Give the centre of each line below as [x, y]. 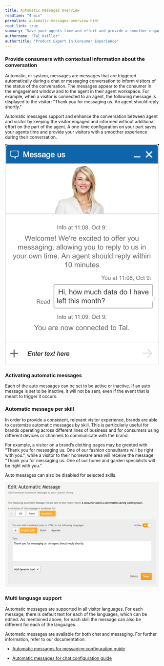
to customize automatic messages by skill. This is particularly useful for [77, 425]
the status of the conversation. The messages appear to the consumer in [78, 86]
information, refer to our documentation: [46, 639]
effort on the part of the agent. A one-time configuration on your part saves [81, 127]
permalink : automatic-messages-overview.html [52, 21]
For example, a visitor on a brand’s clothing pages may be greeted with [76, 444]
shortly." [13, 107]
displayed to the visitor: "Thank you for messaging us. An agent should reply [82, 102]
